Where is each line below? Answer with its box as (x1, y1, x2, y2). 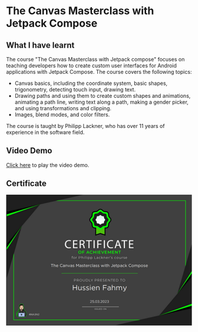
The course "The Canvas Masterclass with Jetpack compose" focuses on (6, 56, 185, 63)
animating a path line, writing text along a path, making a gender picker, (14, 98, 189, 106)
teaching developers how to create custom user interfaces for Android (6, 62, 177, 69)
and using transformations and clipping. (14, 105, 112, 111)
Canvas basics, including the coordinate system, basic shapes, (14, 80, 168, 87)
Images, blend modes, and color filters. (14, 111, 110, 118)
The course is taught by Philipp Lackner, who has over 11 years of (6, 123, 165, 129)
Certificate (6, 179, 47, 189)
